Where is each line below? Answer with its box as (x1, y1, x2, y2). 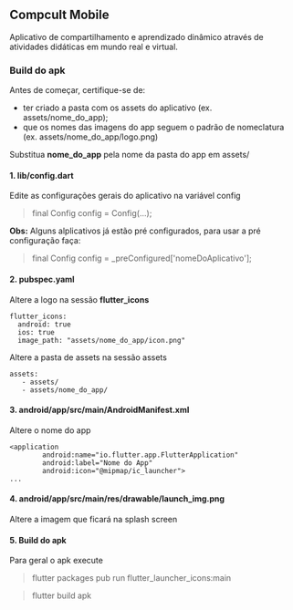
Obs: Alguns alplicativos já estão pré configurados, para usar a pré (9, 225, 262, 236)
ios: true (17, 327, 55, 336)
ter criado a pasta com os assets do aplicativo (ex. (22, 102, 213, 113)
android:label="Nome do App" (42, 458, 153, 468)
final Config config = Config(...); (31, 208, 152, 219)
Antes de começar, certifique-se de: (9, 85, 146, 96)
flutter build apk (31, 590, 92, 601)
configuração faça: (9, 235, 81, 246)
